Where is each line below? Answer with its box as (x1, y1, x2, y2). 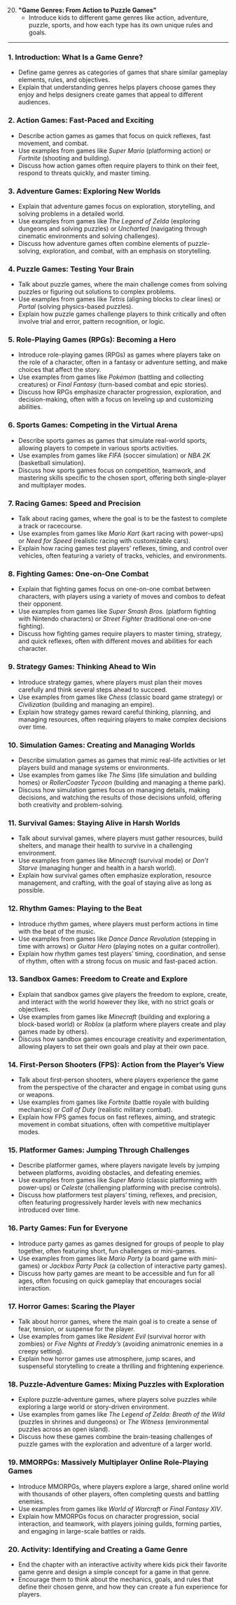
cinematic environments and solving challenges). (18, 231, 160, 240)
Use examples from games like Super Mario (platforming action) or (18, 146, 211, 155)
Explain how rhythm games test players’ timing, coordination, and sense (18, 949, 226, 958)
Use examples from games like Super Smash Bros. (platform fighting (18, 607, 216, 616)
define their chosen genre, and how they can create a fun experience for (18, 1583, 228, 1591)
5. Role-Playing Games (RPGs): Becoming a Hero (8, 335, 176, 345)
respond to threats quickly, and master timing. (18, 168, 151, 177)
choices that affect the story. (18, 366, 102, 374)
